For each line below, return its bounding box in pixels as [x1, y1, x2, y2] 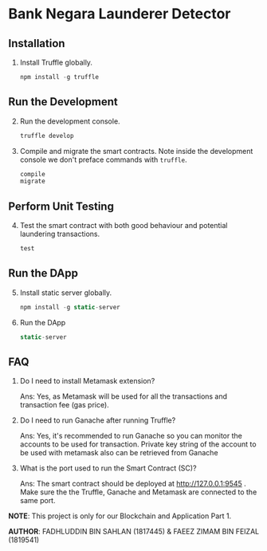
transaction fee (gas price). [19, 400, 109, 410]
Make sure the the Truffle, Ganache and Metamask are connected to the [19, 487, 257, 497]
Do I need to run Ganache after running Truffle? [19, 415, 176, 425]
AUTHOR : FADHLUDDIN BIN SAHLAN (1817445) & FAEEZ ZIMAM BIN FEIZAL [8, 527, 260, 537]
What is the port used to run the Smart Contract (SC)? [19, 463, 197, 473]
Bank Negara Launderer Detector [8, 5, 231, 23]
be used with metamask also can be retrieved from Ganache [19, 448, 218, 458]
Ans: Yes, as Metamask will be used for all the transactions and [19, 392, 228, 401]
